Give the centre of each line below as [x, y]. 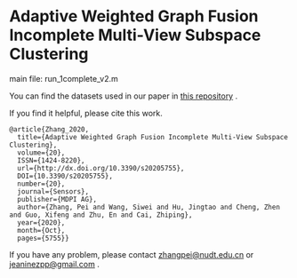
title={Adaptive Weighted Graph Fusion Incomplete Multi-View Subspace [153, 137]
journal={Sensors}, [53, 191]
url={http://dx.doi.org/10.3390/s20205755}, [101, 168]
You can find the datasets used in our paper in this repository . [124, 96]
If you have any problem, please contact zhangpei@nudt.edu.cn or [132, 254]
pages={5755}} [43, 238]
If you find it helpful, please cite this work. [86, 113]
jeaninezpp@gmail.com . [55, 264]
